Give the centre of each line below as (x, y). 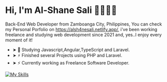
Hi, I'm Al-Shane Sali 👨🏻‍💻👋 (61, 10)
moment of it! (19, 40)
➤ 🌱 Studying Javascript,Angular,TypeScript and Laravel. (71, 49)
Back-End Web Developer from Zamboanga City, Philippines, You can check (84, 24)
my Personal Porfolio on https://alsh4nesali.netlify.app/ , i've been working (81, 29)
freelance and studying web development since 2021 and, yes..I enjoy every (83, 34)
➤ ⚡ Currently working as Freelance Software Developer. (71, 62)
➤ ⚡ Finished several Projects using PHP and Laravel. (67, 55)
